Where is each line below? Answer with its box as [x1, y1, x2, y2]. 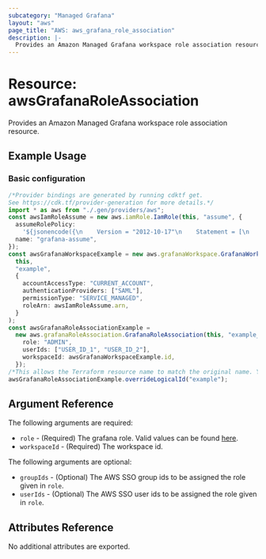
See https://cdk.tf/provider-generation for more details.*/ [8, 199, 215, 207]
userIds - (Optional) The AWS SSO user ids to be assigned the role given [19, 489, 257, 499]
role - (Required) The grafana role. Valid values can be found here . [19, 433, 239, 443]
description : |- [8, 33, 62, 42]
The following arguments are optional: [8, 457, 132, 467]
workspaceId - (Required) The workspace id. [19, 442, 164, 451]
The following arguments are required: [8, 418, 133, 428]
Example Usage [8, 150, 87, 163]
